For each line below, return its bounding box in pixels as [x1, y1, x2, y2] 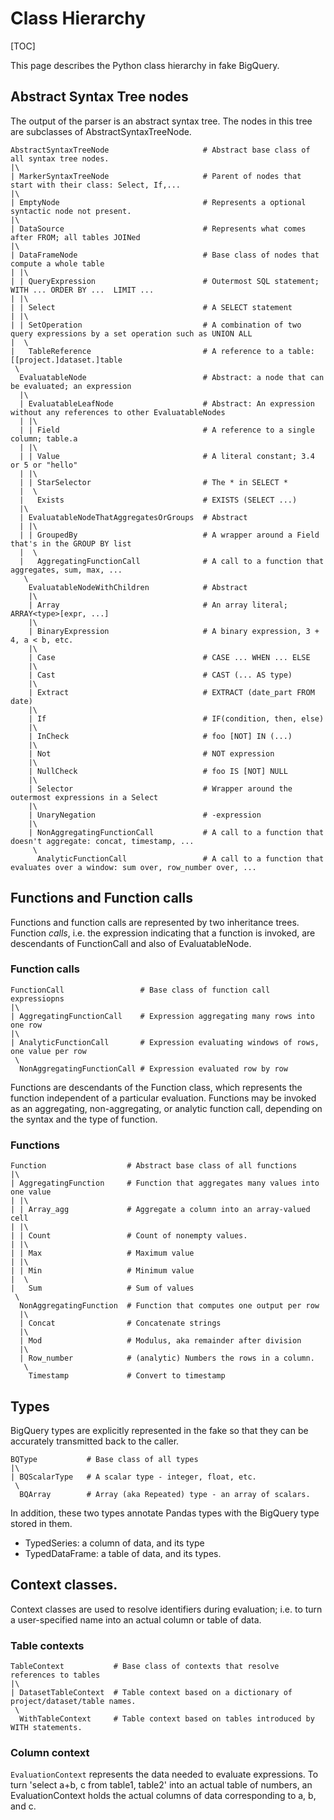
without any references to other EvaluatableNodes [10, 407, 226, 417]
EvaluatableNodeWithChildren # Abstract [28, 582, 248, 592]
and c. [10, 1800, 37, 1812]
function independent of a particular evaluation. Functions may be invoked [10, 1092, 317, 1104]
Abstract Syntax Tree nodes [10, 88, 189, 106]
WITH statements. [10, 1723, 83, 1733]
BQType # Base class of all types [10, 1454, 199, 1464]
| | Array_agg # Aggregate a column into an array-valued [10, 1205, 311, 1215]
